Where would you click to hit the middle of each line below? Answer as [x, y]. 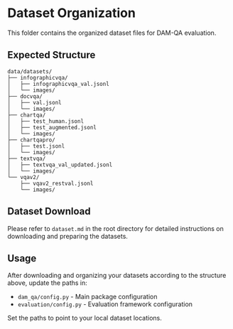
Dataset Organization [72, 13]
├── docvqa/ [25, 96]
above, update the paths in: [47, 283]
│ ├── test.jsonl [36, 146]
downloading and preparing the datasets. [67, 236]
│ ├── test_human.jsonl [45, 121]
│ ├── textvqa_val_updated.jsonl [60, 165]
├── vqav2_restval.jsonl [57, 183]
